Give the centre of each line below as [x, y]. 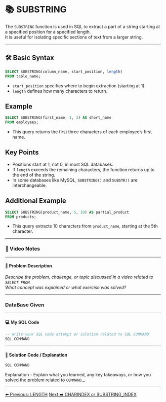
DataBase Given [25, 305]
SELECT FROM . [18, 282]
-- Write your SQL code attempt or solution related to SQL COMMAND [77, 334]
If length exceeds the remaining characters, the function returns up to [83, 169]
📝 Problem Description [29, 266]
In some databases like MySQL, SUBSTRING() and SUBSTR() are [75, 180]
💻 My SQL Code [22, 322]
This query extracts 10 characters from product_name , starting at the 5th [85, 226]
